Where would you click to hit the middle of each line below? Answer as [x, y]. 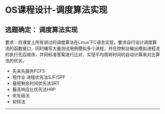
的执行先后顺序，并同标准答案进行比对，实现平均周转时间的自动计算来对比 [80, 55]
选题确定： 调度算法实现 [41, 30]
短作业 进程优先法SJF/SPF [39, 77]
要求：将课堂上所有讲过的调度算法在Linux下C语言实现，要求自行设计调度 [79, 42]
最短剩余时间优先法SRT [36, 83]
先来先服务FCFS [28, 71]
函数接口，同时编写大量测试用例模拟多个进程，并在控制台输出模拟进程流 [87, 48]
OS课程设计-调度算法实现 [56, 10]
